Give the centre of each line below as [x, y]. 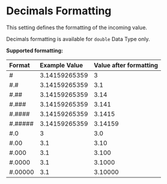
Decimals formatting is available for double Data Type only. [78, 39]
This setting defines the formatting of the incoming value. [77, 27]
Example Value [61, 65]
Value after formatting [126, 65]
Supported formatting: [35, 50]
